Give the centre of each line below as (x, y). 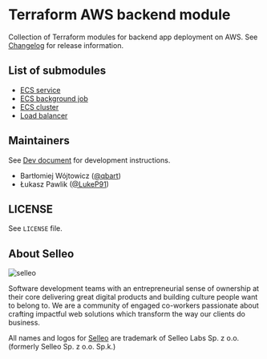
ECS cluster (39, 107)
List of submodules (57, 71)
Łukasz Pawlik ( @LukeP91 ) (65, 184)
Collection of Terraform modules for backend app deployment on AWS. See (133, 37)
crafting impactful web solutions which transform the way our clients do (127, 314)
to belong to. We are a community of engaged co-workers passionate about (133, 305)
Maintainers (39, 141)
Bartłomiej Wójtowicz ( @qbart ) (71, 175)
